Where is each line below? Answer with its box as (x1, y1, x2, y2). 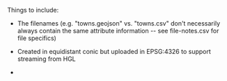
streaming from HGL (17, 55, 76, 63)
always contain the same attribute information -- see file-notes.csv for (17, 27, 219, 35)
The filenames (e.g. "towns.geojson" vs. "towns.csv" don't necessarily (17, 19, 221, 27)
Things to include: (7, 6, 59, 14)
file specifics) (17, 34, 57, 42)
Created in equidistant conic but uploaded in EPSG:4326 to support (17, 48, 211, 55)
